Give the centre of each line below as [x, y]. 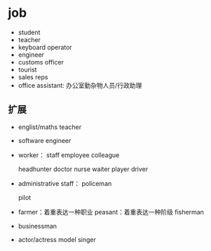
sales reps [33, 77]
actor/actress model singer [57, 239]
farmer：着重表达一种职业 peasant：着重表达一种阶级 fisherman [111, 212]
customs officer [41, 62]
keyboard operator [45, 47]
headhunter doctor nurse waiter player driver [83, 169]
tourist [27, 69]
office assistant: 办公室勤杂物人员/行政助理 [80, 85]
